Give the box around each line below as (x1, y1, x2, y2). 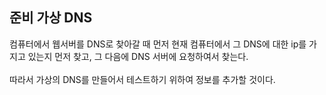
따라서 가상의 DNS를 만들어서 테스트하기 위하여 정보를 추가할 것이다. (9, 73, 276, 85)
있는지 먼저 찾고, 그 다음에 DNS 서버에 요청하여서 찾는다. (27, 50, 249, 62)
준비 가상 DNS (9, 9, 93, 27)
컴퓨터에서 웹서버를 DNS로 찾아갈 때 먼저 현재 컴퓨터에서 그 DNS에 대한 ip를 (9, 38, 307, 50)
